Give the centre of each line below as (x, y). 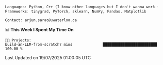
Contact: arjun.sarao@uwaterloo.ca (41, 20)
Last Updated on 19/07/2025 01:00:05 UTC (48, 57)
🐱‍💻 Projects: (18, 40)
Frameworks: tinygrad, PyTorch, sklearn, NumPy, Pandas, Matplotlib (76, 11)
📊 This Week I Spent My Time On (39, 29)
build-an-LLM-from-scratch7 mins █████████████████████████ (81, 44)
